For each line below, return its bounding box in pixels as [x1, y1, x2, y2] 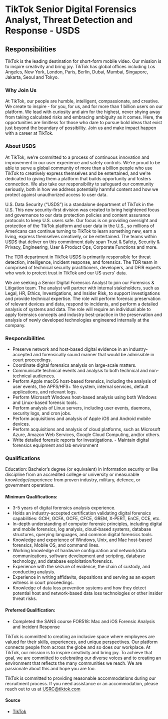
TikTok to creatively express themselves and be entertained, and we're [5, 170, 151, 176]
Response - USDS [5, 25, 80, 36]
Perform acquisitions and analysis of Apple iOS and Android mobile [12, 416, 151, 422]
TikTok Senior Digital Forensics [5, 4, 136, 15]
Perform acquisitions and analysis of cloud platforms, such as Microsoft [12, 426, 161, 432]
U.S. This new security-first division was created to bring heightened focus [5, 207, 160, 213]
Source [5, 697, 21, 703]
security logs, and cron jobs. [12, 410, 71, 416]
